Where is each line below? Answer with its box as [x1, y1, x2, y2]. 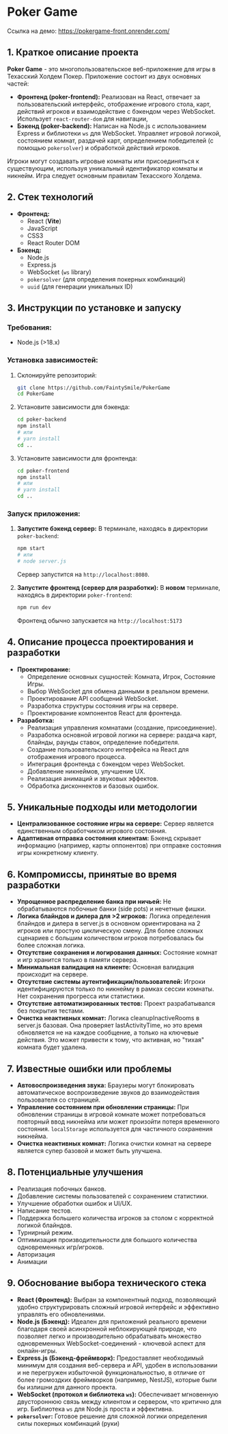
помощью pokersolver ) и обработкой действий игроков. [16, 143, 181, 151]
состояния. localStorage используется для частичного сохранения [16, 1125, 213, 1133]
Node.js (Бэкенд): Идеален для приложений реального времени [16, 1317, 207, 1326]
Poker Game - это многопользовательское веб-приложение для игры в [7, 64, 216, 73]
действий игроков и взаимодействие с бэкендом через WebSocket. [16, 107, 216, 115]
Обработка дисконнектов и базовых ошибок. [27, 782, 159, 790]
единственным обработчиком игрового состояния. [16, 827, 167, 835]
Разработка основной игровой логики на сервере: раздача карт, [27, 730, 217, 739]
